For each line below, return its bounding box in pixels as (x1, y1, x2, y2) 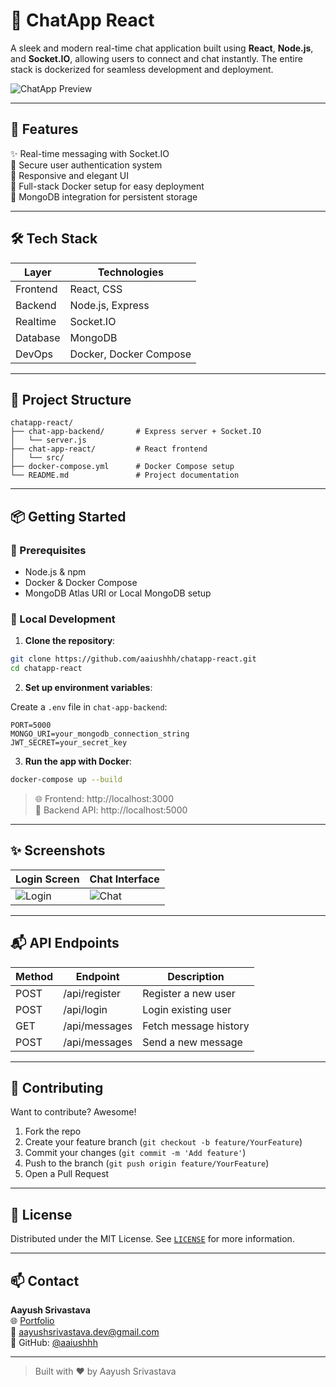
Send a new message (142, 1035, 243, 1049)
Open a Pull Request (24, 1168, 110, 1180)
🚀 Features (10, 121, 79, 138)
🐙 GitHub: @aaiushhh (10, 1337, 98, 1349)
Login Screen (15, 872, 80, 886)
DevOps (15, 347, 54, 361)
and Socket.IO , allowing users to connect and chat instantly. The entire (10, 52, 303, 64)
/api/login (63, 1002, 108, 1016)
